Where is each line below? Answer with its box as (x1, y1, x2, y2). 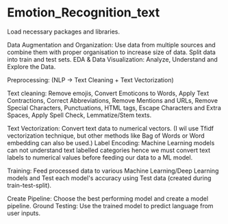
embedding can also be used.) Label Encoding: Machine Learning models (7, 138, 215, 147)
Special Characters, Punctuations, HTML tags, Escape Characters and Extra (7, 103, 221, 112)
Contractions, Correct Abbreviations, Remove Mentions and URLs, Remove (7, 96, 218, 104)
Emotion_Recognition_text (7, 5, 160, 21)
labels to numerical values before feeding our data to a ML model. (7, 153, 193, 162)
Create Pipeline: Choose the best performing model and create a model (7, 194, 209, 203)
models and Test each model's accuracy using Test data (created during (7, 173, 212, 182)
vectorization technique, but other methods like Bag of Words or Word (7, 132, 205, 140)
